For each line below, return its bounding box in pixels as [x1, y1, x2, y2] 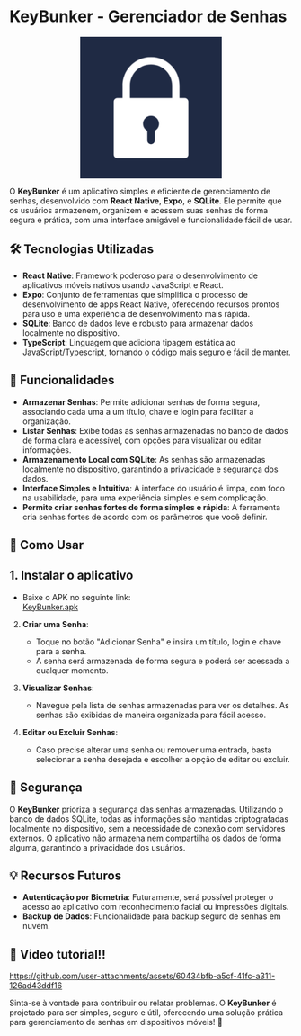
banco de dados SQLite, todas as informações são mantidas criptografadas [9, 813, 289, 824]
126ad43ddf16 [9, 980, 63, 991]
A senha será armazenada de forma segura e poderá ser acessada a [35, 655, 290, 666]
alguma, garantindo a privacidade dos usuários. [9, 842, 186, 852]
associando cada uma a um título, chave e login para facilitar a [22, 406, 254, 417]
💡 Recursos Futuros [9, 868, 122, 883]
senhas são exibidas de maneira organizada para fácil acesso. [35, 709, 267, 720]
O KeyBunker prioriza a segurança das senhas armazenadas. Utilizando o [9, 804, 284, 815]
